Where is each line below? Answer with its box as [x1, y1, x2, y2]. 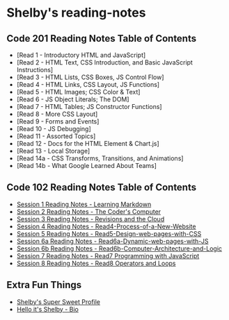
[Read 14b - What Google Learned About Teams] [16, 162, 157, 169]
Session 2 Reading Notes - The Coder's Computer [16, 207, 161, 216]
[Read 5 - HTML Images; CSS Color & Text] [16, 88, 141, 96]
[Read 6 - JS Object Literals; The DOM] [16, 95, 129, 103]
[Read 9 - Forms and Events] [16, 117, 100, 126]
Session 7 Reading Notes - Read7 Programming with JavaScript [16, 251, 200, 260]
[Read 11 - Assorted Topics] [16, 132, 96, 140]
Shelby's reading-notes [6, 5, 146, 21]
